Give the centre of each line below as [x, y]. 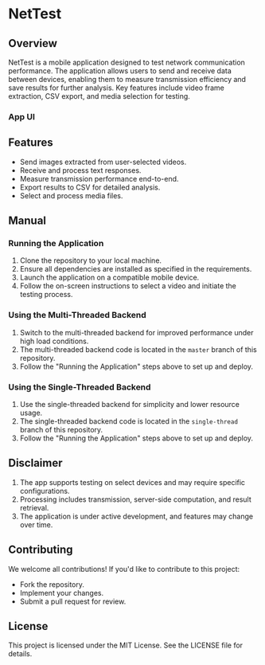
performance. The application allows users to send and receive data [120, 71]
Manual [27, 221]
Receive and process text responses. [80, 170]
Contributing [41, 550]
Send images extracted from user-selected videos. [103, 162]
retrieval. [34, 507]
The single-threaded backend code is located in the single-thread [129, 421]
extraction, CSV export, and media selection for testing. [99, 96]
